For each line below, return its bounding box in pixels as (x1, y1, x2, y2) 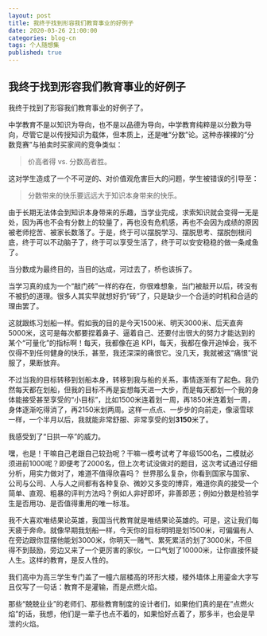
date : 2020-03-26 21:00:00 (8, 26, 98, 34)
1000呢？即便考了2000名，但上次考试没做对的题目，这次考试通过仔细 (29, 458, 258, 468)
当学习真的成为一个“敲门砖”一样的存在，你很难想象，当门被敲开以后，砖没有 (8, 281, 258, 291)
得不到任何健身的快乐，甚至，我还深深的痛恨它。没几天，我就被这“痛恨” (14, 347, 252, 357)
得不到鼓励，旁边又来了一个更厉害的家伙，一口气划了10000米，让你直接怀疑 (8, 545, 259, 555)
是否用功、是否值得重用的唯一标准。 (14, 498, 133, 508)
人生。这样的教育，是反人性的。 (8, 555, 113, 564)
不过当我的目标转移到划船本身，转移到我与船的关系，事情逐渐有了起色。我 (8, 375, 252, 384)
